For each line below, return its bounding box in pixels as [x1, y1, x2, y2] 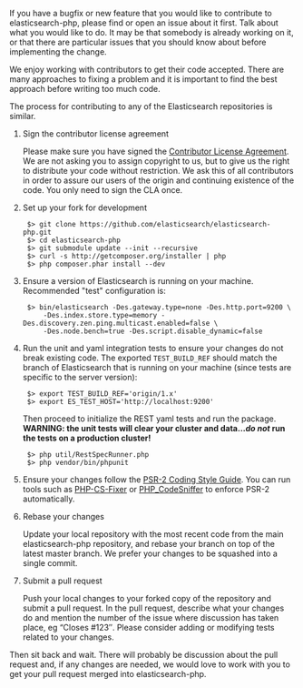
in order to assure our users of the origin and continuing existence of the [22, 175, 295, 186]
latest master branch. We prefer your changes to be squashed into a [22, 548, 279, 559]
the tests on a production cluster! [22, 432, 151, 443]
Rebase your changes [22, 511, 104, 521]
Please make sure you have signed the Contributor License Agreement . [22, 146, 289, 157]
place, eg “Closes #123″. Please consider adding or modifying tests [22, 622, 275, 632]
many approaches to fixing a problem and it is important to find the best [9, 74, 278, 85]
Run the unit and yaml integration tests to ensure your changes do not [22, 343, 284, 353]
